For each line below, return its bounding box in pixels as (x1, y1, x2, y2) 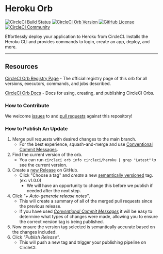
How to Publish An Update (5, 125, 68, 132)
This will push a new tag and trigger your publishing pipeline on (19, 239, 147, 245)
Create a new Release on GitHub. (12, 167, 79, 173)
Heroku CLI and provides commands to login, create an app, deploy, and (5, 38, 150, 44)
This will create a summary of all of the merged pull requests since (19, 198, 153, 204)
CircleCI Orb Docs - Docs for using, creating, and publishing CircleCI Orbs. (5, 90, 155, 96)
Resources (5, 63, 38, 71)
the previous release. (19, 203, 62, 209)
